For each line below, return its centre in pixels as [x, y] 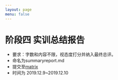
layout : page [18, 10]
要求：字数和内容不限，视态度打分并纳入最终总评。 [64, 54]
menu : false [17, 14]
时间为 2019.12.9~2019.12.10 [40, 73]
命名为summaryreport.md [38, 61]
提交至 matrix [25, 67]
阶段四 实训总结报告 [45, 40]
